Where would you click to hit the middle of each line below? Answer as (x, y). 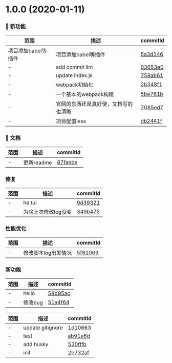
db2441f (151, 121)
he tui (30, 203)
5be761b (152, 94)
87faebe (67, 162)
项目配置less (71, 122)
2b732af (79, 352)
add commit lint (74, 67)
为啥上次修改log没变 (48, 212)
